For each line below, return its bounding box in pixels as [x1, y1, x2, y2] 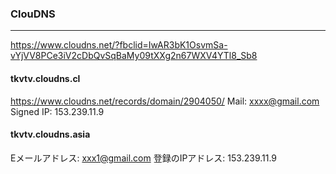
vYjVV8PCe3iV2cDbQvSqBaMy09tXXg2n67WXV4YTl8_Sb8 [10, 50, 258, 62]
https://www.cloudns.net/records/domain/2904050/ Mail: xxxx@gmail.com [10, 95, 320, 107]
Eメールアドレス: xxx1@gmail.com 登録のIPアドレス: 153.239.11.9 [10, 152, 278, 164]
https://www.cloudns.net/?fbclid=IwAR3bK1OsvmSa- [10, 39, 228, 51]
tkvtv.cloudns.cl [10, 72, 81, 84]
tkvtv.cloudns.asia [10, 128, 91, 141]
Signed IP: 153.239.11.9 [10, 105, 105, 117]
